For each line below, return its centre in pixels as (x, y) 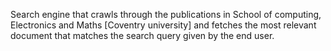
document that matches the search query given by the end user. (142, 35)
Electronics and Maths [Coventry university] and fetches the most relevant (163, 25)
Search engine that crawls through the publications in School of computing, (166, 14)
